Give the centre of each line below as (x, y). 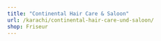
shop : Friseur (28, 26)
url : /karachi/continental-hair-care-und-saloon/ (81, 20)
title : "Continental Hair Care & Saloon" (68, 14)
